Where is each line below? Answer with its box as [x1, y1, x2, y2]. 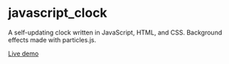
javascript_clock [8, 5, 107, 21]
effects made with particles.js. [8, 35, 97, 44]
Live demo [8, 49, 39, 58]
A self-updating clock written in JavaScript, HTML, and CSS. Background [8, 28, 223, 37]
